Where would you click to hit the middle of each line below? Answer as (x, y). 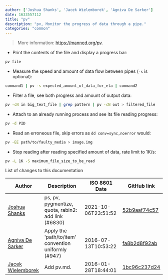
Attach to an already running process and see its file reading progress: (85, 114)
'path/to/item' (60, 237)
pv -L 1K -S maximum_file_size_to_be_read (50, 161)
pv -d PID (15, 123)
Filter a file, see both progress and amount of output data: (72, 95)
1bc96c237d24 (141, 267)
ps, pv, (52, 198)
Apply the (56, 231)
